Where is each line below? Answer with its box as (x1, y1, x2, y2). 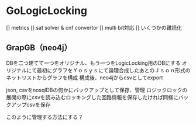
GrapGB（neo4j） (6, 43, 72, 53)
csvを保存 (26, 101, 51, 108)
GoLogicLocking (6, 4, 88, 17)
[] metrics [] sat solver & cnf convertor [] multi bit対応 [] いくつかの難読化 (6, 24, 183, 31)
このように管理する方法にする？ (6, 113, 84, 120)
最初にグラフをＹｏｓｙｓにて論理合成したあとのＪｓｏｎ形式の (36, 66, 191, 73)
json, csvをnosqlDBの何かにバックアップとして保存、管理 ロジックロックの (6, 86, 188, 93)
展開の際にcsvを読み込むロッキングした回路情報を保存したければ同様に (6, 93, 178, 100)
